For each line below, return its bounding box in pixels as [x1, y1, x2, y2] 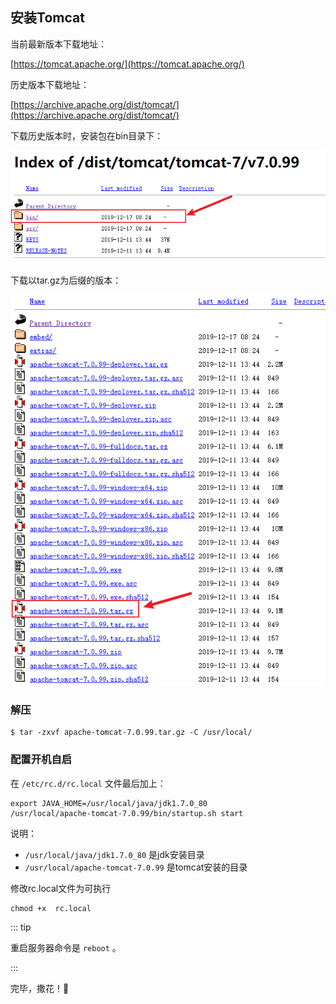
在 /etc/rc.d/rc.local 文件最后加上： [10, 777, 167, 789]
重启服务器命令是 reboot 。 [10, 941, 122, 953]
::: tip [10, 921, 32, 933]
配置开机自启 [10, 753, 73, 767]
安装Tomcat [10, 9, 85, 27]
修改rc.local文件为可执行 [10, 882, 112, 894]
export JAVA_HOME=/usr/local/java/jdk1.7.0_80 [10, 798, 208, 808]
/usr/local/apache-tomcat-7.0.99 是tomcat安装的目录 [24, 861, 248, 873]
